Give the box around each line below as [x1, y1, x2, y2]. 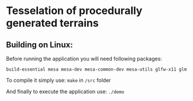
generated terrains [6, 16, 99, 30]
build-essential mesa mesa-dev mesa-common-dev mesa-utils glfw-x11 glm [6, 67, 187, 72]
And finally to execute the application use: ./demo [6, 88, 125, 95]
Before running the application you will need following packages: [6, 55, 163, 62]
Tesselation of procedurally [6, 4, 143, 18]
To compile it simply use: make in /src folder [6, 77, 111, 83]
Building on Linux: [6, 40, 73, 50]
